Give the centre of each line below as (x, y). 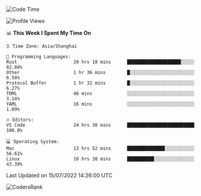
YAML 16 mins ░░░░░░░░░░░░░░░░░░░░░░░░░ (100, 104)
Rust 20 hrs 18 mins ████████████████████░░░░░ (100, 62)
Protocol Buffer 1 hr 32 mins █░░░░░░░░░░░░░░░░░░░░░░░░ (100, 83)
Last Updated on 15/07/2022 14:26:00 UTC (59, 175)
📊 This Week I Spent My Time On (49, 33)
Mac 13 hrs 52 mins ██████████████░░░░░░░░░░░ (100, 149)
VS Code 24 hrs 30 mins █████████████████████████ (100, 125)
